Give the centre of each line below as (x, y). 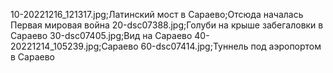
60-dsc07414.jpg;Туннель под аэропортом (231, 46)
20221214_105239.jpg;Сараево (74, 46)
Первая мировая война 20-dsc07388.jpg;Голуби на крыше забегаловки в (167, 25)
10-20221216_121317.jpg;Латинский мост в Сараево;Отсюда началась (157, 14)
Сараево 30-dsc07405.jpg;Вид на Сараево (101, 35)
